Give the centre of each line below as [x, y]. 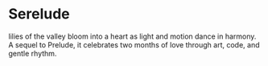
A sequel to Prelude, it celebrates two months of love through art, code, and [134, 44]
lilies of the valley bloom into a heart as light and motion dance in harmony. [132, 36]
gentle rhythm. [33, 53]
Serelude [39, 14]
